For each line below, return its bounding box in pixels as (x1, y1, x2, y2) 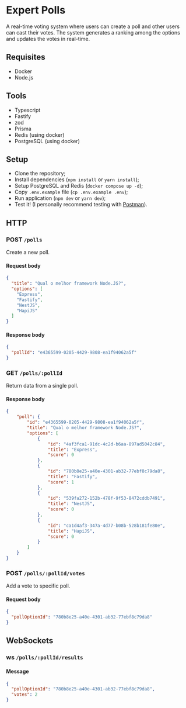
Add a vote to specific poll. (6, 582, 71, 589)
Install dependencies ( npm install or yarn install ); (14, 176, 139, 183)
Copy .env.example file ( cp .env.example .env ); (14, 188, 128, 196)
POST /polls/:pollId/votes (6, 569, 86, 577)
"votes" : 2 (11, 692, 38, 697)
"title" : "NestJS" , (47, 501, 95, 507)
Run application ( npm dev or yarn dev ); (14, 195, 106, 202)
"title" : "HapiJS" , (47, 528, 95, 534)
